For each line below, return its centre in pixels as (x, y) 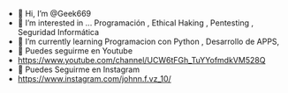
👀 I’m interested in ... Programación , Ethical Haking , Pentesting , (136, 23)
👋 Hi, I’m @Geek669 (54, 14)
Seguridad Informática (58, 32)
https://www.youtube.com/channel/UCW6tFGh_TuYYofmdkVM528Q (141, 60)
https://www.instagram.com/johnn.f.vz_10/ (95, 79)
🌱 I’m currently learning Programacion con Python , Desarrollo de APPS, (148, 41)
